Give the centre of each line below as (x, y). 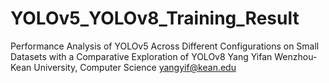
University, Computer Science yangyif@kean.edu (135, 67)
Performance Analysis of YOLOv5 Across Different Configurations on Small (165, 46)
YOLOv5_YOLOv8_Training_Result (155, 18)
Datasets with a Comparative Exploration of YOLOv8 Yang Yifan (141, 56)
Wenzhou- (296, 56)
